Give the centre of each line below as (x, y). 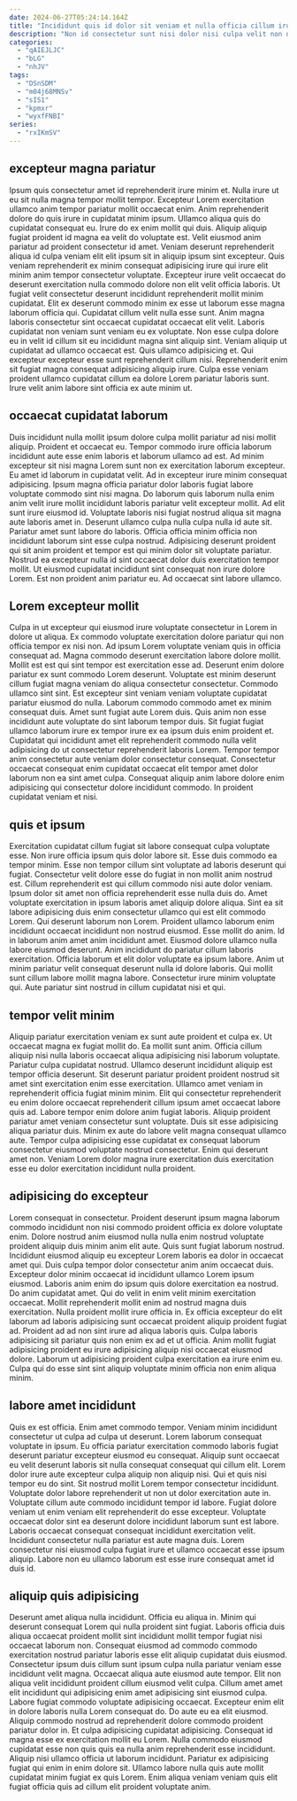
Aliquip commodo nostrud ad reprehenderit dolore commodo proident (136, 1721)
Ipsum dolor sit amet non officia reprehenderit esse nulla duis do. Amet (138, 893)
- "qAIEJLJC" (41, 51)
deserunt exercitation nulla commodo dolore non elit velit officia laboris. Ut (145, 284)
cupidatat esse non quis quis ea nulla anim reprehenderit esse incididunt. (142, 1749)
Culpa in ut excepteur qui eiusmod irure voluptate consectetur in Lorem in (143, 628)
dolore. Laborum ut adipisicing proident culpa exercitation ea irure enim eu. (146, 1359)
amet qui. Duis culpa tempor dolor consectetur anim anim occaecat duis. (141, 1265)
